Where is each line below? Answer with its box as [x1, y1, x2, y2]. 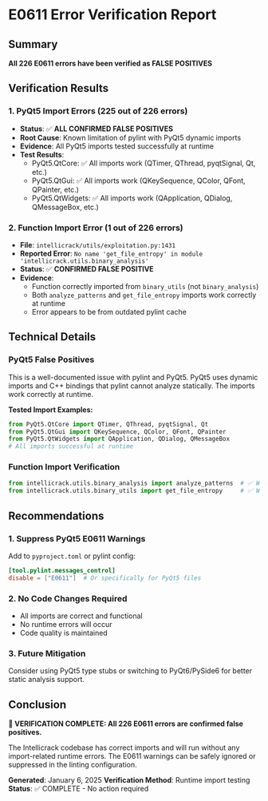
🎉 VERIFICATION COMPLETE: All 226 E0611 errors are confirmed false [8, 719, 243, 728]
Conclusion [8, 697, 67, 712]
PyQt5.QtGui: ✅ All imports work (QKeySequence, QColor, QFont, [31, 176, 246, 185]
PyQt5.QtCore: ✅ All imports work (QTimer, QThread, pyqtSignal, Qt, [31, 158, 256, 168]
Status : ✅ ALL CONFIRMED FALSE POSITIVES [19, 124, 174, 133]
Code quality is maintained [19, 628, 108, 637]
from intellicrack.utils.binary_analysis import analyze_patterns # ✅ [8, 479, 253, 488]
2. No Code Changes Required [8, 593, 128, 604]
